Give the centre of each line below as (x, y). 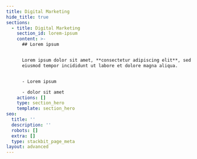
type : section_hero (41, 103)
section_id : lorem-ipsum (47, 34)
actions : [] (31, 98)
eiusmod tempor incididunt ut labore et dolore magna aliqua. (100, 65)
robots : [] (25, 130)
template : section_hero (46, 109)
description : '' (31, 125)
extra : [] (23, 136)
